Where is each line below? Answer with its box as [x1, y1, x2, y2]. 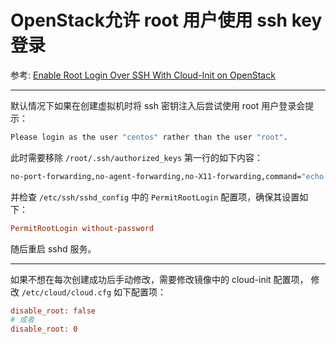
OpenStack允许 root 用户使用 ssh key [10, 9, 323, 32]
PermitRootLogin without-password [10, 223, 155, 233]
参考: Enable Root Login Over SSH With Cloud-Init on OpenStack [10, 69, 276, 81]
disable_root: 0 [10, 324, 78, 335]
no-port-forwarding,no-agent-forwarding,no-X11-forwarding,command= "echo [10, 171, 325, 181]
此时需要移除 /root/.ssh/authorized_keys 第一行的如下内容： [10, 151, 264, 163]
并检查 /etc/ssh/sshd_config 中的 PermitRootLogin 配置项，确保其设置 [10, 191, 300, 203]
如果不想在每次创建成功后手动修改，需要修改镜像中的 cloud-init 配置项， [10, 273, 309, 285]
